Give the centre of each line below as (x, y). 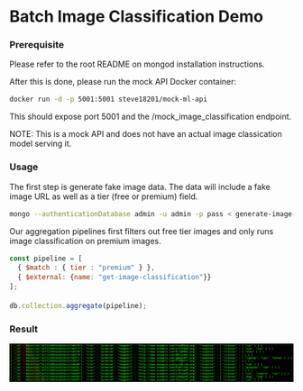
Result (24, 329)
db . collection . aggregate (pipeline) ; (78, 305)
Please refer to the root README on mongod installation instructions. (137, 64)
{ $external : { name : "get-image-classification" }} (115, 277)
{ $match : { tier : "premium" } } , (86, 268)
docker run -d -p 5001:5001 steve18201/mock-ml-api (108, 100)
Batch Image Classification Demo (137, 17)
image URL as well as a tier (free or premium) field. (104, 196)
